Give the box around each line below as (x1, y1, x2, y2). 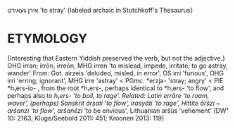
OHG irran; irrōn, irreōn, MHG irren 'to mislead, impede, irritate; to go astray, (7, 61, 228, 70)
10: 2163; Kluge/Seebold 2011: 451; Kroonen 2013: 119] (7, 113, 164, 122)
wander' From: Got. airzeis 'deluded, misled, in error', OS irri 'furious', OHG (7, 68, 224, 77)
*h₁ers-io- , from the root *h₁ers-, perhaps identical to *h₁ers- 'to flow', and (7, 84, 224, 92)
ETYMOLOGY (7, 31, 88, 47)
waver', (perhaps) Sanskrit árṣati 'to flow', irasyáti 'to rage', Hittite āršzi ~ (7, 99, 221, 107)
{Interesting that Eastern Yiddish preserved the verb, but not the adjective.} (7, 54, 225, 62)
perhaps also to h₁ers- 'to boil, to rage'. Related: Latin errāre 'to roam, (7, 91, 210, 99)
